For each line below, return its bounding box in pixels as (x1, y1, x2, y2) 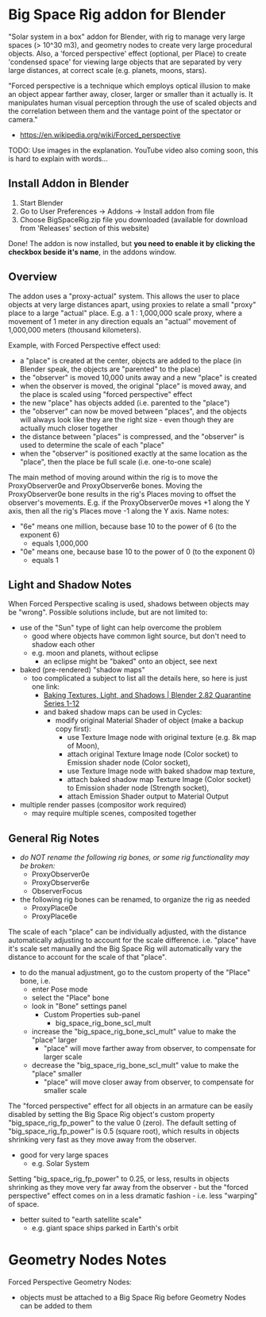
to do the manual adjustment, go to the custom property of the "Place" (19, 968, 251, 977)
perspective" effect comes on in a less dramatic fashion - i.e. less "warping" (8, 1191, 258, 1200)
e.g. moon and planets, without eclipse (31, 649, 159, 658)
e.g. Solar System (31, 1159, 90, 1169)
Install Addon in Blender (8, 177, 129, 191)
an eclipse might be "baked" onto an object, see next (43, 657, 218, 666)
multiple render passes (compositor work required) (19, 800, 187, 810)
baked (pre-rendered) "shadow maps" (19, 665, 145, 675)
